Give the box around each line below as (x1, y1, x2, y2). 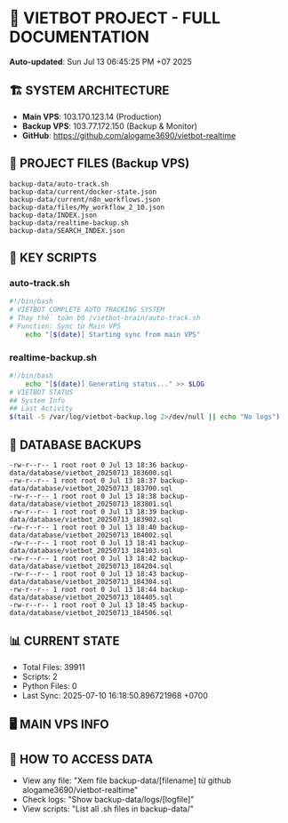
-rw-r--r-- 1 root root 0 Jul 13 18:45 (9, 600, 157, 610)
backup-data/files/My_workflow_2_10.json (9, 203, 165, 212)
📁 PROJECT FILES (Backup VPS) (9, 156, 190, 172)
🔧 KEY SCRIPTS (9, 250, 98, 265)
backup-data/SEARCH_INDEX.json (9, 226, 125, 235)
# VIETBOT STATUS (9, 388, 74, 396)
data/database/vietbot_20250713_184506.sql (9, 608, 173, 617)
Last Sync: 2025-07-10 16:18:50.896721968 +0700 (21, 690, 209, 700)
